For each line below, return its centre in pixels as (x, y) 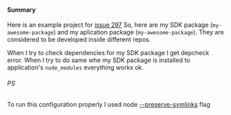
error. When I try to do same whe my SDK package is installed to (99, 60)
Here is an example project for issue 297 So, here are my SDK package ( (110, 25)
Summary (21, 10)
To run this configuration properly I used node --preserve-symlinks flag (109, 105)
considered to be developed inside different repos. (79, 40)
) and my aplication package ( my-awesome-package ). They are (139, 32)
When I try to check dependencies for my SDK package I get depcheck (108, 53)
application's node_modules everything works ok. (76, 67)
